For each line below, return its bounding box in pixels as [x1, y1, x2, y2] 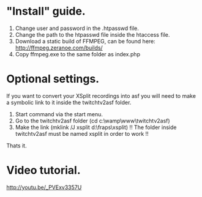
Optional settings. [6, 72, 100, 86]
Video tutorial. [6, 163, 81, 177]
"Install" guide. [6, 4, 86, 18]
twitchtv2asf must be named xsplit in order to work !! [15, 130, 149, 137]
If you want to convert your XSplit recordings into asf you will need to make [6, 92, 196, 99]
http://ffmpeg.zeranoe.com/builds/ [15, 44, 103, 51]
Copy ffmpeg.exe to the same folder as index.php [15, 50, 141, 58]
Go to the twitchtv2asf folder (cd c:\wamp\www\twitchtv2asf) [15, 117, 170, 124]
